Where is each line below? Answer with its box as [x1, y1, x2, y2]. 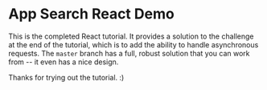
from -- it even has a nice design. [8, 57, 119, 67]
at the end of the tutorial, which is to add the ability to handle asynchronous [8, 39, 259, 49]
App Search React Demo [8, 5, 175, 23]
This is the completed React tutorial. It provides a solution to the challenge [8, 31, 254, 41]
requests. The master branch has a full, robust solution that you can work [8, 48, 251, 58]
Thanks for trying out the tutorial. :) [8, 72, 125, 82]
